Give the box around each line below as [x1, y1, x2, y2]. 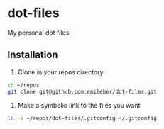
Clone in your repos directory [17, 67, 104, 76]
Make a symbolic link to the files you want [17, 101, 141, 109]
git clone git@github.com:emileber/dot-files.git [7, 88, 158, 95]
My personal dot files [7, 28, 70, 37]
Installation [7, 49, 58, 61]
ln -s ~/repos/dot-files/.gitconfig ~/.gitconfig [7, 115, 158, 122]
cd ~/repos [7, 82, 40, 89]
